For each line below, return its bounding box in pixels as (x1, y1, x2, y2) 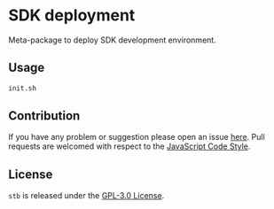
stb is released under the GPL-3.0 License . (8, 190, 165, 201)
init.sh (8, 83, 37, 93)
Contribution (8, 108, 81, 124)
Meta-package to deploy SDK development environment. (8, 35, 216, 45)
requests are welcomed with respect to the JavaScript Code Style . (8, 141, 251, 151)
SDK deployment (8, 5, 136, 26)
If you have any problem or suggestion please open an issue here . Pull (8, 132, 265, 143)
